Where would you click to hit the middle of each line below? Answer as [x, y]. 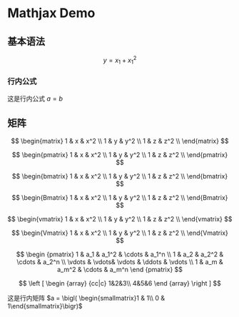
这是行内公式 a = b [35, 99]
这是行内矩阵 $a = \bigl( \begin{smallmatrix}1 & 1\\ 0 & [86, 298]
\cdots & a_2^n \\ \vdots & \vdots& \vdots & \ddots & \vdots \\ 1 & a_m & [120, 261]
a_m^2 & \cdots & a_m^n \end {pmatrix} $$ [120, 269]
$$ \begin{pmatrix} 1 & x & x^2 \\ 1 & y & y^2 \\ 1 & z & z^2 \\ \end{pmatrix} [120, 154]
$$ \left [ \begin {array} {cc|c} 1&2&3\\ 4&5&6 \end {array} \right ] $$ [120, 283]
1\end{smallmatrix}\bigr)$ [45, 306]
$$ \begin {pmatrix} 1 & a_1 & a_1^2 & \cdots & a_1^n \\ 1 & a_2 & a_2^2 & [120, 254]
